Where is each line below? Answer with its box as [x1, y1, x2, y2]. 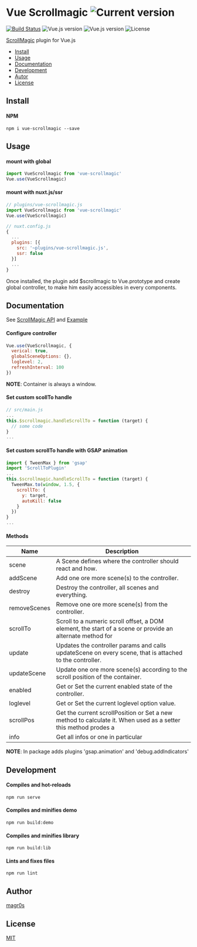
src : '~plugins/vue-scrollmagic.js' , [16, 245, 109, 251]
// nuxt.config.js [6, 223, 51, 229]
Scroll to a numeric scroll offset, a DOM [56, 617, 164, 625]
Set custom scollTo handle [6, 394, 72, 401]
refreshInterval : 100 [11, 365, 64, 370]
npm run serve [6, 794, 41, 800]
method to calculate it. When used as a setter [56, 716, 181, 724]
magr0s [6, 902, 25, 909]
